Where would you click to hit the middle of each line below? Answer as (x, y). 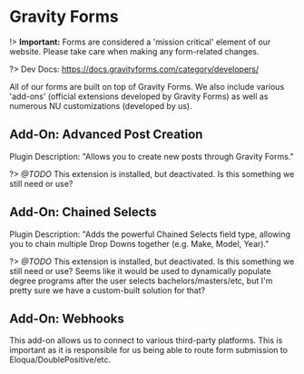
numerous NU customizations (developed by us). (101, 105)
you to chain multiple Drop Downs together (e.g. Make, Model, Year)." (139, 243)
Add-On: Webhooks (67, 318)
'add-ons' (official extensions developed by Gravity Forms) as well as (139, 96)
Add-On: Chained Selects (83, 212)
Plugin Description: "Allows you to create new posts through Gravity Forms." (152, 156)
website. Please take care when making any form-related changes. (134, 51)
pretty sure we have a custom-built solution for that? (108, 290)
